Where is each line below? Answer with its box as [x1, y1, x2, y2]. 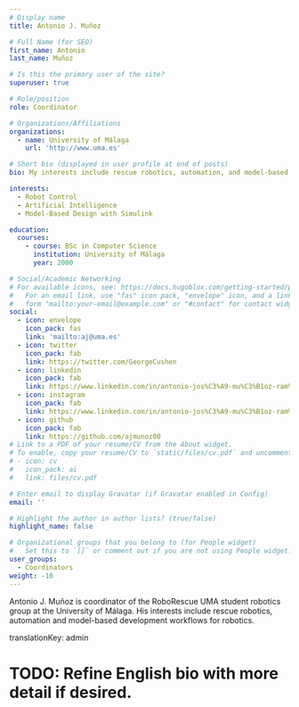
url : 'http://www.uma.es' [25, 144, 122, 152]
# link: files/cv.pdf [9, 473, 98, 482]
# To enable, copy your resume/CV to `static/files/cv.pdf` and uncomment [9, 448, 293, 457]
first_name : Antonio [9, 45, 86, 54]
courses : [17, 234, 50, 243]
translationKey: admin [9, 632, 89, 643]
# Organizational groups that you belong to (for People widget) [9, 538, 256, 547]
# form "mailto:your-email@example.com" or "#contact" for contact [9, 300, 273, 308]
